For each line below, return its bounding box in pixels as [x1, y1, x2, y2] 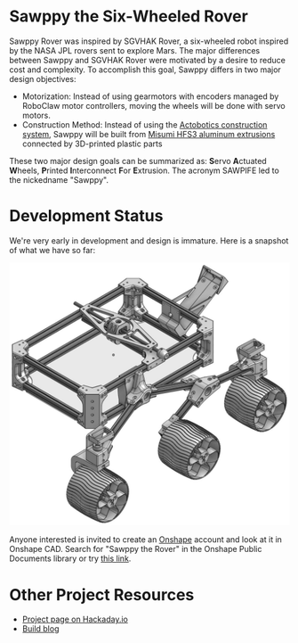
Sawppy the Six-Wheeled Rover [9, 6, 249, 27]
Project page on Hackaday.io [21, 614, 129, 625]
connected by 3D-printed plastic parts [21, 138, 163, 149]
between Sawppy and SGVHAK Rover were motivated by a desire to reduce [9, 54, 286, 65]
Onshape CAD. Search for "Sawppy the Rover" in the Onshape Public [9, 544, 262, 555]
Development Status [9, 206, 164, 227]
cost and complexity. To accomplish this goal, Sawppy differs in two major [9, 64, 282, 75]
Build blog [21, 623, 60, 634]
